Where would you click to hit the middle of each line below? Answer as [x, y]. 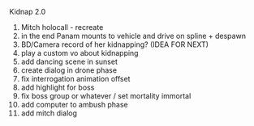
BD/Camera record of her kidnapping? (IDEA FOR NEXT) [115, 44]
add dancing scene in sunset [69, 61]
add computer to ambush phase [74, 105]
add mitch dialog [49, 113]
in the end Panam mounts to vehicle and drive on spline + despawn [133, 36]
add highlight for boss [58, 87]
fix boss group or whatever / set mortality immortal [106, 96]
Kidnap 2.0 [28, 12]
